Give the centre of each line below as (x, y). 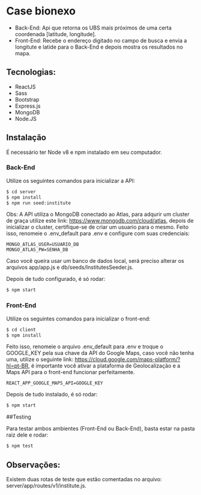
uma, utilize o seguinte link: (40, 360)
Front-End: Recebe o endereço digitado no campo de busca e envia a (101, 40)
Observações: (33, 465)
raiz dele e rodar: (27, 435)
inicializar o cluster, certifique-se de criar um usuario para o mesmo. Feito (97, 227)
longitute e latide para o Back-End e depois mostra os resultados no (99, 47)
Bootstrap (27, 99)
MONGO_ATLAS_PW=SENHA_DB (37, 250)
